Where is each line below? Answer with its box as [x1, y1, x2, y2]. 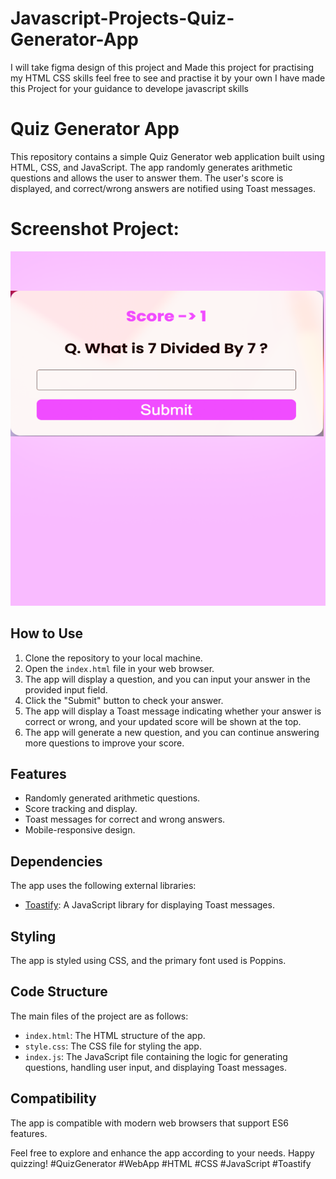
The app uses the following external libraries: [10, 880, 197, 892]
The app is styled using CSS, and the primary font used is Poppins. [10, 955, 287, 967]
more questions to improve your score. [24, 737, 185, 749]
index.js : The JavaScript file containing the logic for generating [24, 1050, 288, 1062]
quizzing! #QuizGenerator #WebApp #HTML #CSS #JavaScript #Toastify [10, 1157, 312, 1169]
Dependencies [10, 853, 103, 870]
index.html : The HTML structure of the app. [24, 1029, 206, 1041]
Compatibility [10, 1090, 97, 1107]
